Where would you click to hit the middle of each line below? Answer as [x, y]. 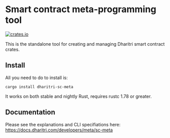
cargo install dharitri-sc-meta [39, 87]
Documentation [30, 112]
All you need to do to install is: [37, 78]
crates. [13, 49]
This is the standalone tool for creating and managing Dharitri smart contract [85, 44]
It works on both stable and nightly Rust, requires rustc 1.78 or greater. [78, 96]
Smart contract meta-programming [81, 9]
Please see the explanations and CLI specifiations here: [63, 124]
